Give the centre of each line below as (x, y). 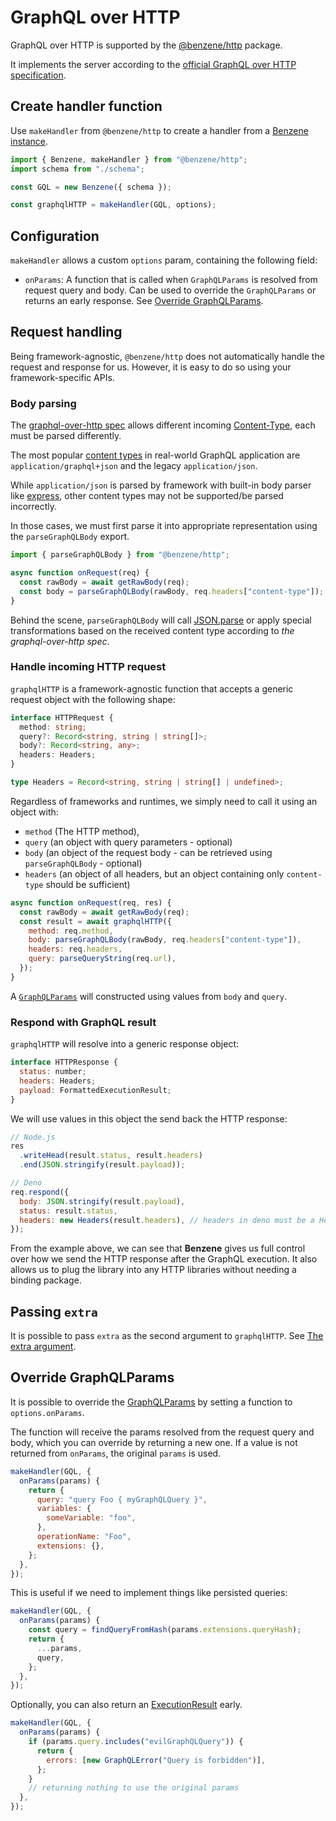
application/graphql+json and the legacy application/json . (134, 466)
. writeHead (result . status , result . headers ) (111, 1156)
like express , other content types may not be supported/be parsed (147, 496)
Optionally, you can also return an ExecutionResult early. (126, 1705)
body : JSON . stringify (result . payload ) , (102, 1201)
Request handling (66, 332)
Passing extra (54, 1311)
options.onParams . (47, 1412)
